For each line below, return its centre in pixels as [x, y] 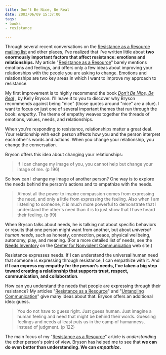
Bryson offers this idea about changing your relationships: [64, 155]
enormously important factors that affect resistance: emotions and [75, 57]
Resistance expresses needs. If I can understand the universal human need [82, 255]
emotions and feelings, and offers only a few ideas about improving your [79, 68]
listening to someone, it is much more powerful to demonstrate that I [87, 204]
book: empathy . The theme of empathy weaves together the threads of [77, 114]
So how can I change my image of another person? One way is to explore [80, 179]
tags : [11, 19]
